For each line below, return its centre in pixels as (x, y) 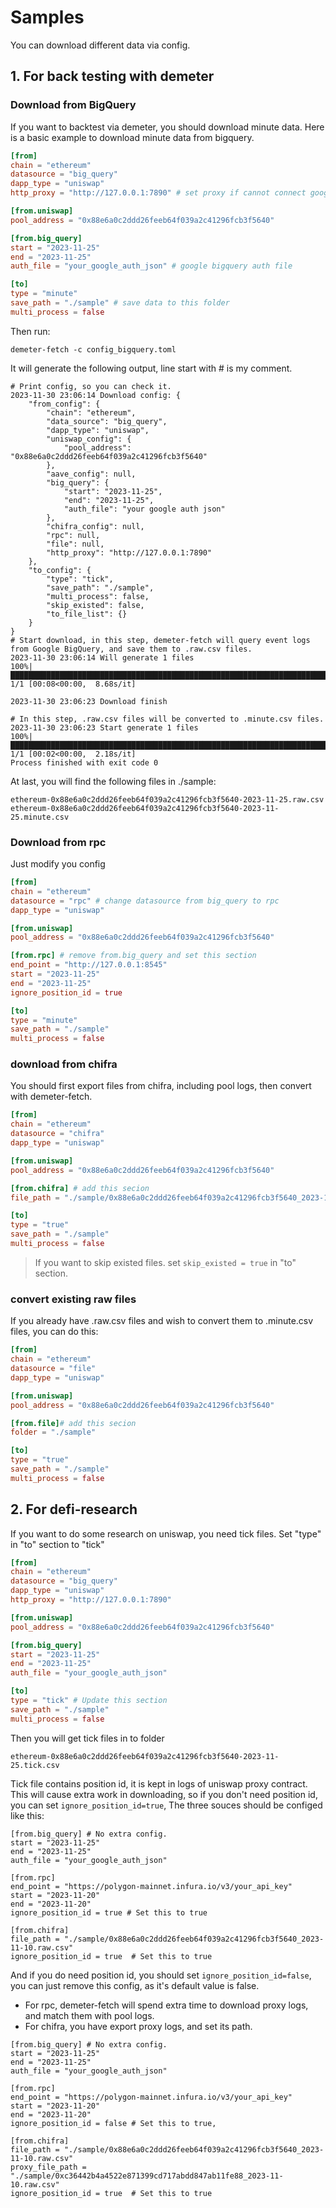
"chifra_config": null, (95, 526)
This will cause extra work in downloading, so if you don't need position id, (164, 1794)
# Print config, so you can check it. (91, 386)
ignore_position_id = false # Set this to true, (113, 2123)
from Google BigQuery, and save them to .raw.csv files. (131, 649)
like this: (27, 1815)
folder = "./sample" (53, 1432)
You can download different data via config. (100, 45)
